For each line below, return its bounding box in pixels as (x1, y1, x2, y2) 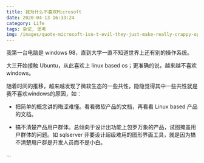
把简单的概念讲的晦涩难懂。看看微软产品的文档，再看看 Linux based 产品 (15, 103, 198, 110)
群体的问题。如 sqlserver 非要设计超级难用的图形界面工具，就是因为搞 (20, 131, 196, 139)
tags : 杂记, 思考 (6, 26, 47, 32)
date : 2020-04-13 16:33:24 (6, 15, 75, 21)
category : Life (6, 20, 45, 26)
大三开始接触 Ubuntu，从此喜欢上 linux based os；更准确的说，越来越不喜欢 (6, 62, 197, 69)
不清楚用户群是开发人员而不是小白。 (15, 139, 106, 146)
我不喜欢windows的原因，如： (6, 90, 82, 97)
